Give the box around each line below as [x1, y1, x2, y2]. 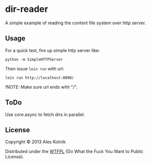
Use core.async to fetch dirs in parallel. [5, 111, 85, 117]
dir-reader [5, 3, 49, 15]
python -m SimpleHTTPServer [5, 57, 63, 62]
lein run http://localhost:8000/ [5, 75, 74, 80]
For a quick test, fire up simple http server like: [5, 47, 100, 53]
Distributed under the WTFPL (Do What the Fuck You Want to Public [5, 149, 144, 155]
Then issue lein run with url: [5, 65, 64, 71]
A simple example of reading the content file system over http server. [5, 20, 146, 26]
